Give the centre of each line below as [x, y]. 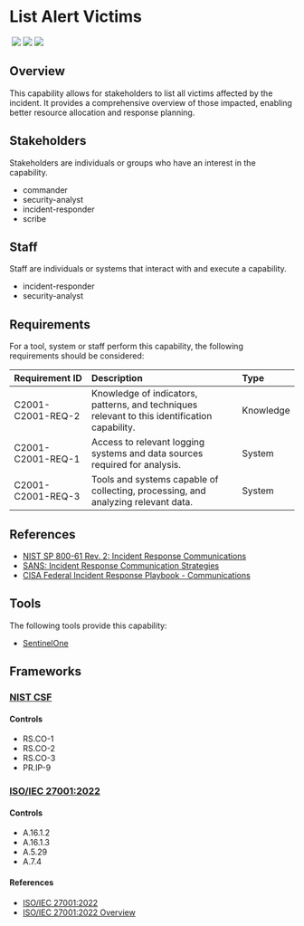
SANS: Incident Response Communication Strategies [121, 566]
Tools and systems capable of [155, 480]
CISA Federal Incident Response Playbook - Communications [136, 575]
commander [45, 190]
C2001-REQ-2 [47, 416]
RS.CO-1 [38, 739]
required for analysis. [136, 465]
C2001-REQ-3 [47, 497]
